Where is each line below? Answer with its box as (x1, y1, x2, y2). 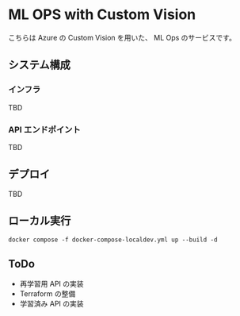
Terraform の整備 (19, 289, 76, 299)
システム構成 (8, 58, 71, 72)
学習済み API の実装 (19, 299, 85, 309)
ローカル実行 (8, 214, 71, 228)
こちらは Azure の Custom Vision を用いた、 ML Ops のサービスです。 (8, 33, 236, 42)
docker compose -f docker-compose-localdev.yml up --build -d (8, 236, 218, 244)
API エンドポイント (8, 124, 81, 135)
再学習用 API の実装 (19, 279, 85, 289)
